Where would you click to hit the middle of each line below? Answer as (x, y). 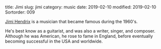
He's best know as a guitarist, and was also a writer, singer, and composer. (80, 31)
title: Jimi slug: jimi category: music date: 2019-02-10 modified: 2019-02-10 (81, 7)
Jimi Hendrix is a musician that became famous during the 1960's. (71, 22)
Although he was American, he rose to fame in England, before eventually (79, 36)
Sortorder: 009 (20, 12)
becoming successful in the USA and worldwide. (54, 41)
